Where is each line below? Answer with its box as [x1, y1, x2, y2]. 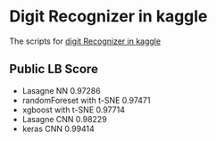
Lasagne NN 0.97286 [21, 85, 101, 95]
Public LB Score [9, 62, 98, 77]
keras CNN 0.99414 [21, 123, 96, 134]
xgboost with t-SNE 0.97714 [21, 104, 125, 115]
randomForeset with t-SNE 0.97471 [21, 95, 151, 105]
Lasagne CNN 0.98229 [21, 113, 107, 124]
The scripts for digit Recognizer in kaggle [9, 36, 162, 46]
